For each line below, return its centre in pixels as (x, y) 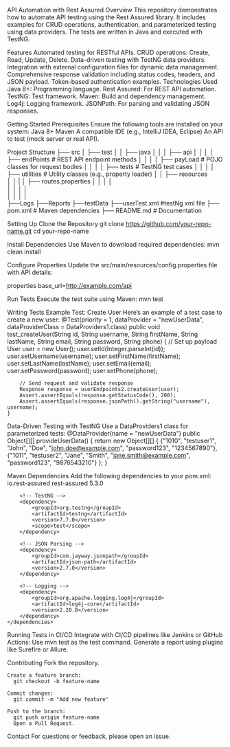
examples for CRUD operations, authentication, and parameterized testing (112, 24)
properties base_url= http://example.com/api (70, 286)
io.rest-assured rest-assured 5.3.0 (56, 483)
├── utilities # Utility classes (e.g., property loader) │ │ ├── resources (107, 174)
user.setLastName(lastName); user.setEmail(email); (80, 363)
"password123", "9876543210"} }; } (57, 462)
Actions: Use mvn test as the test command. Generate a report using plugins (115, 642)
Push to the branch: (37, 711)
